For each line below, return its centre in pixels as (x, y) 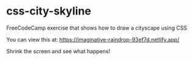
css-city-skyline (49, 11)
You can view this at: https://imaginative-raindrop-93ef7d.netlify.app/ (93, 39)
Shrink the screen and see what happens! (58, 51)
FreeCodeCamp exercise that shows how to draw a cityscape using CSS (97, 28)
